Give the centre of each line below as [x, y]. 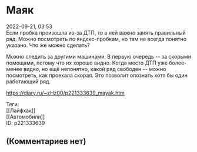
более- [178, 63]
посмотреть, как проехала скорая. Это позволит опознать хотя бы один [97, 75]
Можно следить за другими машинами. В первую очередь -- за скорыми [99, 56]
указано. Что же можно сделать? [48, 45]
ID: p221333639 [26, 123]
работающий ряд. [29, 81]
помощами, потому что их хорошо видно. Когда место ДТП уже [87, 63]
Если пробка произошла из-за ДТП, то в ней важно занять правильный [96, 32]
